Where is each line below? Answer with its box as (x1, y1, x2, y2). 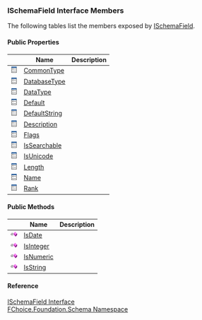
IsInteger (23, 242, 49, 250)
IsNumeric (23, 252, 54, 261)
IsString (23, 263, 47, 272)
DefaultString (23, 109, 62, 118)
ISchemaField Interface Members (7, 6, 124, 16)
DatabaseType (23, 77, 66, 85)
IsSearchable (23, 141, 62, 150)
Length (23, 162, 44, 171)
